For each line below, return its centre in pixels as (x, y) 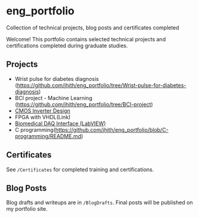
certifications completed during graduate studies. (67, 46)
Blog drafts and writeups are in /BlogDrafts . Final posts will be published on (99, 202)
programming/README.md (48, 136)
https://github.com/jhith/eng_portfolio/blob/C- (112, 129)
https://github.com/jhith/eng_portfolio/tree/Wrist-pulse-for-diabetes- (102, 85)
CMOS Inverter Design (42, 110)
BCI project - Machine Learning (53, 98)
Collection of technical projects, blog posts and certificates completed (93, 28)
